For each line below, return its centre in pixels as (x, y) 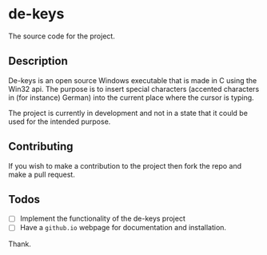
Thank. (20, 244)
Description (38, 61)
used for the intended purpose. (60, 122)
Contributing (41, 147)
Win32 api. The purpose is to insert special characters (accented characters (134, 89)
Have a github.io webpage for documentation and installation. (123, 228)
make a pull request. (42, 174)
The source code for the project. (62, 36)
